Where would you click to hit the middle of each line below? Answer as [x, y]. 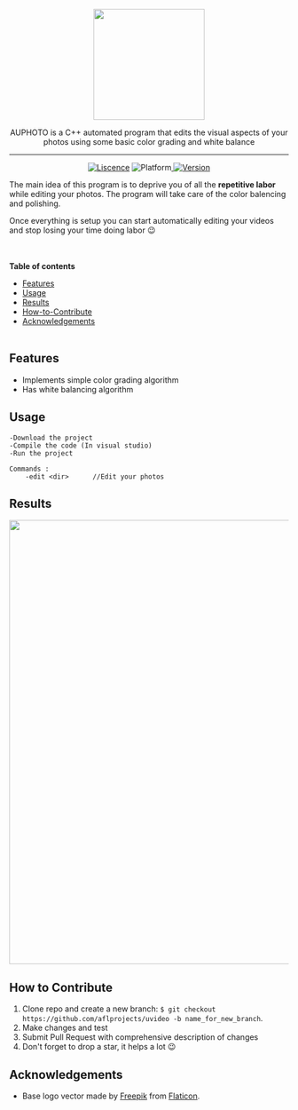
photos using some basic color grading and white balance [149, 142]
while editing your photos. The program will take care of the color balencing [148, 194]
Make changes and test [65, 1028]
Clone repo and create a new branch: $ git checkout [119, 1009]
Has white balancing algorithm [78, 389]
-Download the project [51, 438]
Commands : [29, 469]
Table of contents [42, 266]
